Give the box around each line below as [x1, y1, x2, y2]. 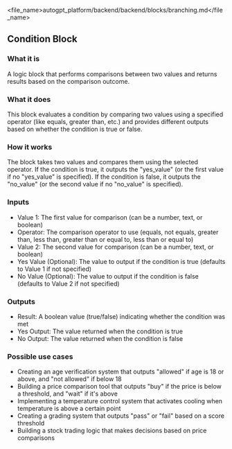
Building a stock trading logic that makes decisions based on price [17, 426, 207, 435]
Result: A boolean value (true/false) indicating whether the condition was [17, 312, 226, 321]
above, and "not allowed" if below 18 [17, 375, 123, 383]
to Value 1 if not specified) [17, 265, 92, 273]
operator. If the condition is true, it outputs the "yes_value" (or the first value [7, 166, 224, 174]
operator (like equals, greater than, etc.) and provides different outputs [7, 117, 209, 125]
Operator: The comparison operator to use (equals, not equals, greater [17, 228, 219, 236]
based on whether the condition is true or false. [7, 125, 143, 133]
